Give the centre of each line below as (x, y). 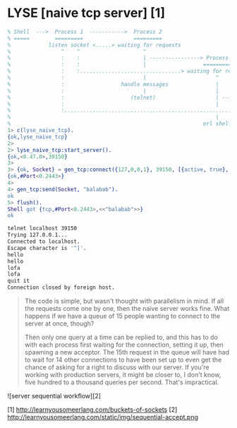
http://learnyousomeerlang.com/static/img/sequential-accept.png (103, 417)
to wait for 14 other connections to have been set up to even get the (123, 360)
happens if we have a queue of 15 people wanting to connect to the (122, 316)
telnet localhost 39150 (42, 228)
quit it (19, 281)
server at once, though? (59, 323)
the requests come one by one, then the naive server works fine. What (127, 309)
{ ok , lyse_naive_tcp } (38, 137)
